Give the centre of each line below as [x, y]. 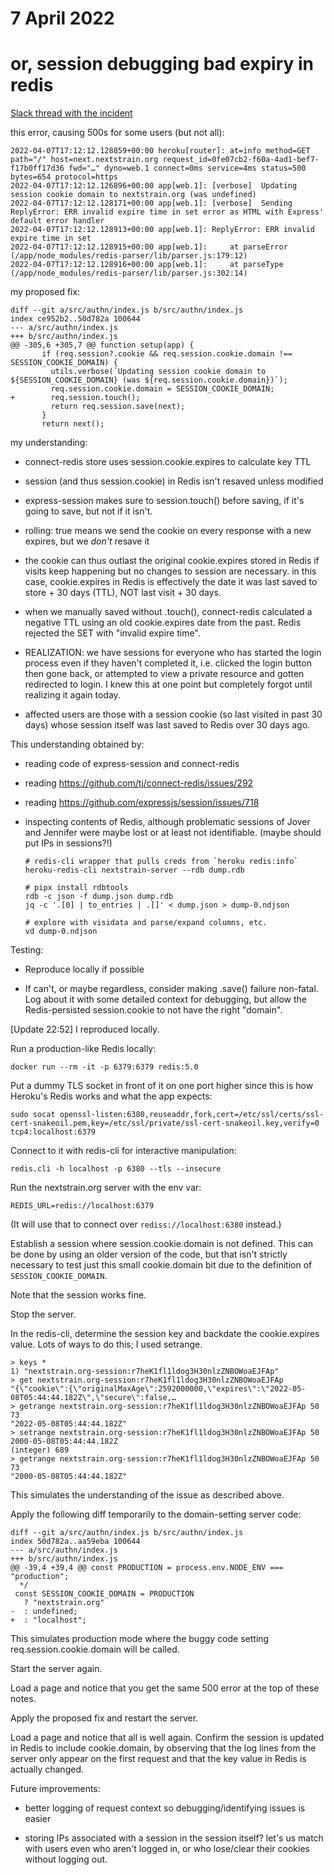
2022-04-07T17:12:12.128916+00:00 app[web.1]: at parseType [147, 265]
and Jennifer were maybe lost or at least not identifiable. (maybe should [173, 833]
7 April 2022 [62, 18]
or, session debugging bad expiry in [162, 64]
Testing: [27, 950]
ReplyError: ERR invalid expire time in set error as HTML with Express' [167, 212]
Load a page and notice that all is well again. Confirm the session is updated [167, 1738]
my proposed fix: [45, 292]
